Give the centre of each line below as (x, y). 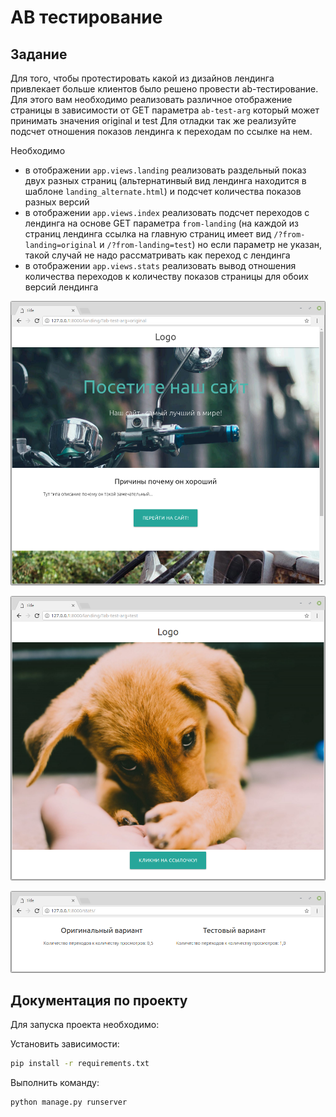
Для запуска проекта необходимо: (85, 1025)
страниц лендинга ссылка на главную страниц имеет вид (148, 234)
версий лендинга (61, 287)
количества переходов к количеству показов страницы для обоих (166, 276)
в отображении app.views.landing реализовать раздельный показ (165, 170)
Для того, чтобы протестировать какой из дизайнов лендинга (142, 78)
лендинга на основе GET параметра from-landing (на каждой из (161, 223)
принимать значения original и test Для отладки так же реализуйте (153, 120)
